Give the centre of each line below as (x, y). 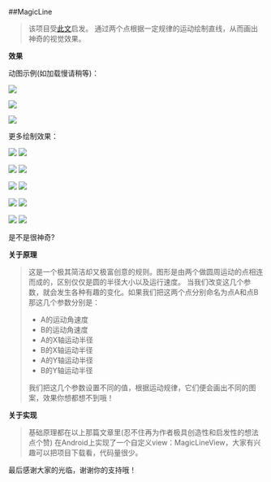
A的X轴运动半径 (67, 340)
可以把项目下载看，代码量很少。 (89, 453)
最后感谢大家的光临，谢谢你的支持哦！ (72, 470)
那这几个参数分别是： (64, 302)
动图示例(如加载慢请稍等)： (54, 73)
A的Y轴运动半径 (67, 360)
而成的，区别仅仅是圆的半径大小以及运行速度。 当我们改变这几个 (136, 282)
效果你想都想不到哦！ (78, 398)
